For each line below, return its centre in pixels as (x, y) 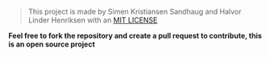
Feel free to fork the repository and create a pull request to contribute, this (135, 36)
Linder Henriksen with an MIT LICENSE (93, 20)
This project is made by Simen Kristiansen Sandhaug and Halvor (135, 12)
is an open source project (52, 44)
